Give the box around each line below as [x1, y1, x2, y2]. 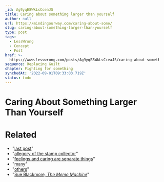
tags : [5, 35, 16, 40]
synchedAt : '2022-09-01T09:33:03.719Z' [5, 71, 86, 76]
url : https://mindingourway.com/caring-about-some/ [5, 21, 112, 26]
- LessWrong [9, 39, 34, 44]
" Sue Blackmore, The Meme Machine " [12, 171, 89, 177]
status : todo [5, 75, 32, 80]
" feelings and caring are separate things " [12, 156, 95, 161]
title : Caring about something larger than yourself [5, 12, 115, 17]
